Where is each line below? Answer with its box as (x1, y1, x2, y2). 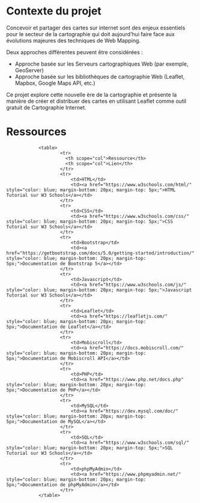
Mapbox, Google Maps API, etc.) (14, 79, 95, 87)
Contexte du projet (6, 4, 102, 18)
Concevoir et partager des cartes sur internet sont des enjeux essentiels (6, 24, 186, 31)
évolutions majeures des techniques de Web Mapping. (6, 37, 141, 44)
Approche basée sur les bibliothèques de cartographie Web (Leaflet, (14, 73, 185, 80)
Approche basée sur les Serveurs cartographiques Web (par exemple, (14, 60, 189, 67)
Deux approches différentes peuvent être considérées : (6, 48, 143, 55)
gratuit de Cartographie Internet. (6, 103, 86, 111)
